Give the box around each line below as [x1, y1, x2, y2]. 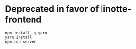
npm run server [5, 39, 36, 44]
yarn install [5, 35, 32, 40]
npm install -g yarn [5, 30, 48, 35]
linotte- [101, 3, 132, 15]
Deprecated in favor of [5, 3, 99, 15]
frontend [5, 14, 42, 25]
